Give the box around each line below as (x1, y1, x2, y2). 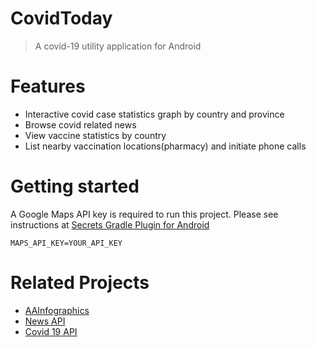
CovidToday (10, 7, 113, 30)
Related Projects (10, 272, 150, 294)
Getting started (10, 175, 140, 198)
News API (24, 315, 66, 327)
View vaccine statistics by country (24, 129, 167, 141)
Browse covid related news (24, 118, 137, 131)
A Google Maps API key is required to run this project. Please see (10, 208, 279, 220)
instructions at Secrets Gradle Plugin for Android (10, 218, 210, 231)
